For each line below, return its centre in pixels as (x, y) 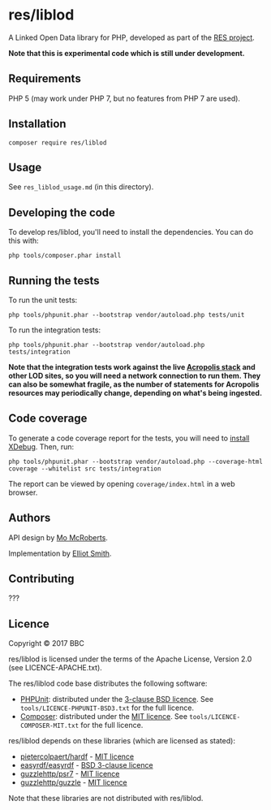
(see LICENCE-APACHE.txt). (56, 668)
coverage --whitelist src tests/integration (85, 469)
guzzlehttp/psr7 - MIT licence (70, 774)
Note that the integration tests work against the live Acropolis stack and (132, 367)
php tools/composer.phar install (65, 256)
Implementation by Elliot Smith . (60, 553)
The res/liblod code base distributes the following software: (108, 683)
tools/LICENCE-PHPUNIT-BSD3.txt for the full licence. (107, 708)
